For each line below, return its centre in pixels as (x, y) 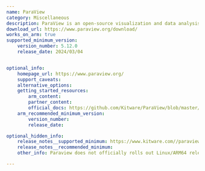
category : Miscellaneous (38, 18)
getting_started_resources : (53, 91)
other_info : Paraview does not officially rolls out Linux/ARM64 (102, 153)
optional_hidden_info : (35, 136)
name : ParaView (26, 12)
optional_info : (26, 68)
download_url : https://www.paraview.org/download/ (72, 29)
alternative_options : (45, 85)
